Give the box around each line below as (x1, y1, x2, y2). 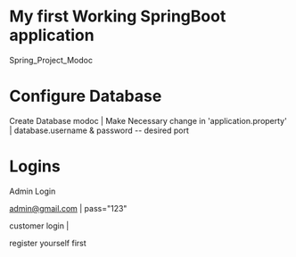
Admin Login (9, 186, 56, 196)
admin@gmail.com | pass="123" (9, 203, 127, 213)
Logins (9, 156, 61, 177)
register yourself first (9, 237, 86, 248)
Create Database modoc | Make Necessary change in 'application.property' (9, 115, 287, 126)
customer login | (9, 220, 70, 231)
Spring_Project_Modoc (9, 54, 94, 65)
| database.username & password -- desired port (9, 125, 190, 136)
